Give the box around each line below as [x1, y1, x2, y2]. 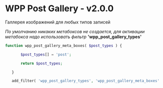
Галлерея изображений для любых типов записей [5, 19, 111, 25]
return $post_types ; [20, 61, 63, 66]
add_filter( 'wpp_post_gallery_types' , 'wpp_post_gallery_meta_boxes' [11, 79, 160, 84]
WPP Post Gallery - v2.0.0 [5, 3, 114, 14]
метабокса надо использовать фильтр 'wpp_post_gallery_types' [5, 34, 142, 40]
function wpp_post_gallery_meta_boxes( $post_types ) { [5, 43, 122, 48]
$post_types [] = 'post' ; [20, 52, 71, 57]
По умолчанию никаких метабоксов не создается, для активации [5, 28, 145, 34]
